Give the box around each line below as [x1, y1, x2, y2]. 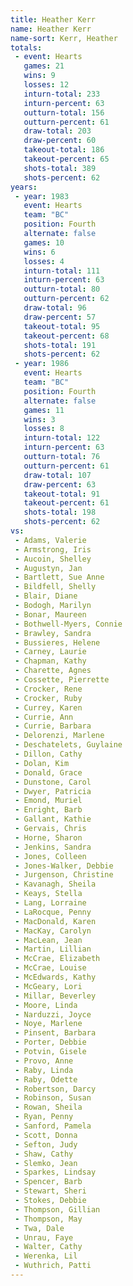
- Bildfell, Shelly [14, 582, 97, 592]
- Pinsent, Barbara [14, 1028, 97, 1038]
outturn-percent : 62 [23, 294, 110, 304]
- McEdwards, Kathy [14, 972, 97, 982]
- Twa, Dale [14, 1223, 65, 1233]
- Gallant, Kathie [14, 814, 92, 825]
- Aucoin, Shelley [14, 554, 92, 564]
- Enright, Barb [14, 805, 83, 815]
